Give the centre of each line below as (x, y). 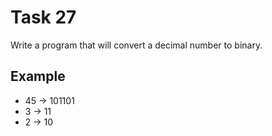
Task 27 (43, 17)
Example (38, 76)
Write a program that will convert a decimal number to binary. (136, 45)
